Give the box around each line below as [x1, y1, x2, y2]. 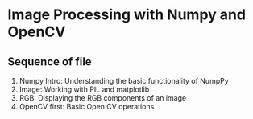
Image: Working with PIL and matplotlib [19, 84, 150, 94]
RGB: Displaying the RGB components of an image [19, 93, 187, 102]
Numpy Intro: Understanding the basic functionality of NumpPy [19, 76, 229, 85]
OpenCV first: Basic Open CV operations [19, 102, 155, 111]
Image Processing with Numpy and [7, 6, 247, 24]
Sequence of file [7, 55, 92, 68]
